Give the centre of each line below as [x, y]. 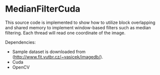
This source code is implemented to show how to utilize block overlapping [80, 22]
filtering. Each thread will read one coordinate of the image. [65, 33]
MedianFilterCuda [43, 9]
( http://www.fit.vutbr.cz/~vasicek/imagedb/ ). [58, 56]
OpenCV [21, 67]
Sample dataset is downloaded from [49, 52]
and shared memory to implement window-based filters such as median [78, 27]
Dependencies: [20, 42]
